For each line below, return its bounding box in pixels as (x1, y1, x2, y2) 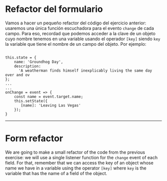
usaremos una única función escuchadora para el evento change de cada (5, 25, 154, 31)
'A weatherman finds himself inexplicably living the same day (18, 68, 153, 73)
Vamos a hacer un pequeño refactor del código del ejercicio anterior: (5, 20, 147, 26)
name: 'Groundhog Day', (14, 59, 64, 64)
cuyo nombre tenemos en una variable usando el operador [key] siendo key (5, 36, 161, 42)
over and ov (5, 72, 30, 78)
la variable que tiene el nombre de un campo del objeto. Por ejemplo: (5, 41, 147, 47)
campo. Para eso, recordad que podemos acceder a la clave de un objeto (5, 30, 156, 36)
